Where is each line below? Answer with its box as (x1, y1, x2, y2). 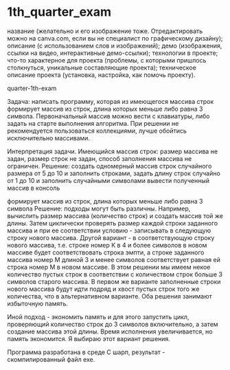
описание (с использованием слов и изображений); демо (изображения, (7, 41, 222, 50)
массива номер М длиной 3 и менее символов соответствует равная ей (7, 255, 221, 263)
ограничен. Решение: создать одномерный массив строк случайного (7, 162, 212, 170)
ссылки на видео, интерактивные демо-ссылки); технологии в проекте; (7, 49, 218, 57)
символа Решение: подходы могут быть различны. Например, (7, 204, 191, 213)
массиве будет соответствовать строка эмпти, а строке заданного (7, 248, 205, 257)
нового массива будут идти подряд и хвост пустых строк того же (7, 285, 200, 293)
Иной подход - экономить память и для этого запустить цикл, (7, 312, 189, 320)
